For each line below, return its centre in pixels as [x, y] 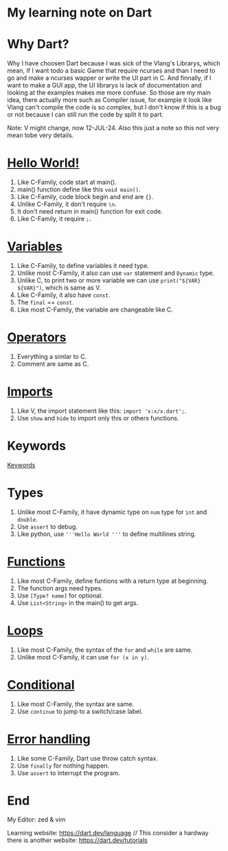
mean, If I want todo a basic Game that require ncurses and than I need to [111, 71]
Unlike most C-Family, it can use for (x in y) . [83, 657]
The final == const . [45, 302]
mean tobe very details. [41, 135]
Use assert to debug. [47, 526]
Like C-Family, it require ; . [54, 219]
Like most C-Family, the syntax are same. [76, 704]
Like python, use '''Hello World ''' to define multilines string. [106, 534]
